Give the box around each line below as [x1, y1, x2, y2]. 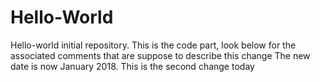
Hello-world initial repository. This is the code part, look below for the [10, 39, 297, 51]
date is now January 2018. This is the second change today [10, 60, 255, 72]
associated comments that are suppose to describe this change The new [10, 49, 311, 61]
